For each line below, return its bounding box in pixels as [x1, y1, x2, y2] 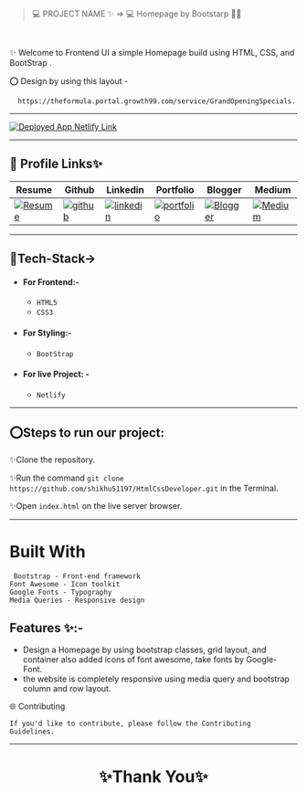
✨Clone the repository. [9, 454, 96, 465]
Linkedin [106, 183, 144, 195]
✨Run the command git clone [9, 472, 124, 483]
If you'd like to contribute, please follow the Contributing [9, 719, 251, 729]
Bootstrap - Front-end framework [13, 571, 142, 581]
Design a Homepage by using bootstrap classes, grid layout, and [22, 644, 267, 656]
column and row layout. [22, 683, 111, 694]
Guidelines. [9, 727, 55, 736]
